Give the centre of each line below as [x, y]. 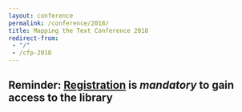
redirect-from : [34, 38]
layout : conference [41, 16]
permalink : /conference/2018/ [59, 23]
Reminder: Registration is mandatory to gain [121, 85]
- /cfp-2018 [32, 53]
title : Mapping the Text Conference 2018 [79, 30]
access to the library [61, 98]
